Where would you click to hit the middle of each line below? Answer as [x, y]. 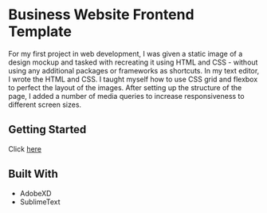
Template [40, 32]
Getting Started [47, 130]
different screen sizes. [45, 105]
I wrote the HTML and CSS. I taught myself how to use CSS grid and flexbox [133, 79]
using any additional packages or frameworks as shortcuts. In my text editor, [134, 70]
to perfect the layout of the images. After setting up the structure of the [125, 87]
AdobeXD [35, 193]
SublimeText [40, 202]
